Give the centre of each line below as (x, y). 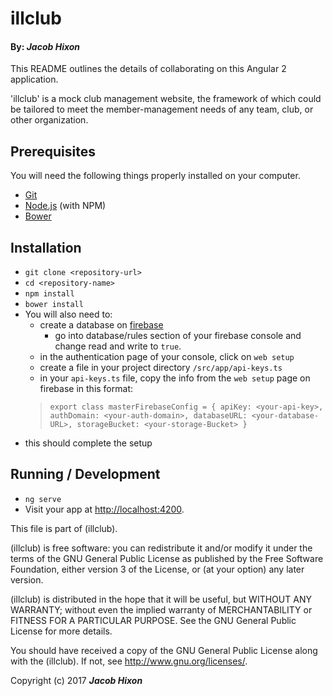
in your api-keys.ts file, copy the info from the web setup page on (175, 378)
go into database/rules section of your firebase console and (178, 336)
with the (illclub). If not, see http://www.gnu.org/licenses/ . (129, 661)
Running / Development (85, 474)
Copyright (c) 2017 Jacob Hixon (76, 680)
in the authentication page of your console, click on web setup (167, 357)
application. (34, 79)
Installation (46, 247)
